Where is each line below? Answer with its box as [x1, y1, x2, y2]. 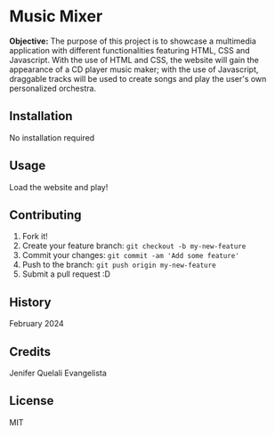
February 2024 [9, 318, 64, 329]
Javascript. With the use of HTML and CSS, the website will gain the [9, 54, 260, 65]
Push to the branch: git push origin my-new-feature [21, 260, 216, 270]
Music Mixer [9, 6, 103, 27]
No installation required [9, 132, 95, 143]
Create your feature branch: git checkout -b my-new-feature [21, 240, 247, 251]
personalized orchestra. [9, 83, 96, 93]
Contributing [9, 207, 82, 222]
